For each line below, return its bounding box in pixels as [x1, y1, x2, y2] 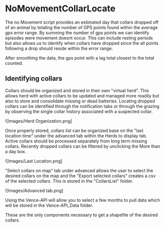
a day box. [5, 148, 27, 154]
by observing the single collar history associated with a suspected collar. [5, 108, 153, 114]
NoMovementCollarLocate [5, 3, 116, 14]
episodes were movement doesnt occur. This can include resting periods [5, 35, 153, 41]
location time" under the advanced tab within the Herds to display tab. [5, 132, 148, 138]
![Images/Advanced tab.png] [5, 188, 64, 194]
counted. [5, 60, 24, 66]
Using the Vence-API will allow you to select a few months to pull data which [5, 197, 160, 203]
